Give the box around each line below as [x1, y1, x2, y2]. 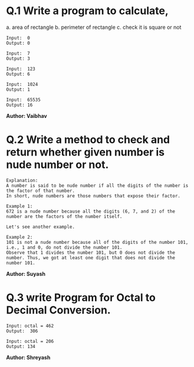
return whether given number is [6, 146, 165, 159]
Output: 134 [6, 343, 35, 349]
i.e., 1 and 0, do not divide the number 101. [6, 244, 123, 250]
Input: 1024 [6, 81, 38, 87]
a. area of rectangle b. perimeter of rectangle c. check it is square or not [6, 24, 182, 31]
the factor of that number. [6, 187, 75, 194]
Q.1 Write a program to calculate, [6, 4, 169, 18]
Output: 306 [6, 328, 38, 334]
